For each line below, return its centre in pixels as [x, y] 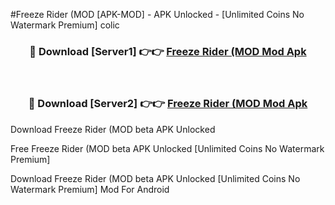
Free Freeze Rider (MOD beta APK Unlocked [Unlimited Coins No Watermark [167, 148]
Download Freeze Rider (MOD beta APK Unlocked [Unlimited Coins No [155, 178]
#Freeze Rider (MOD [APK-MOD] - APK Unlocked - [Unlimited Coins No [157, 14]
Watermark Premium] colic [65, 25]
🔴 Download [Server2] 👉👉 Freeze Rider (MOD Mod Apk [168, 104]
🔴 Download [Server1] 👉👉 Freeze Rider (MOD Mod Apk [168, 51]
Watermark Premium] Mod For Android [90, 189]
